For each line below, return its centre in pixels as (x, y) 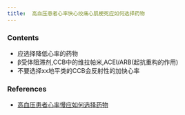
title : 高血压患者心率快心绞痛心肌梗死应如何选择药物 (76, 13)
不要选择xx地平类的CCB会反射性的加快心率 (78, 70)
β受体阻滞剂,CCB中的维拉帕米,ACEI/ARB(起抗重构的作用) (98, 62)
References (27, 89)
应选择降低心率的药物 (47, 53)
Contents (23, 37)
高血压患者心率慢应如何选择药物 (62, 105)
